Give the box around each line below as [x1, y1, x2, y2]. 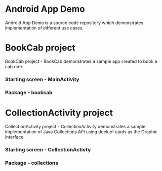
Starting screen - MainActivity [5, 76, 80, 83]
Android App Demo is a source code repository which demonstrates [5, 20, 144, 26]
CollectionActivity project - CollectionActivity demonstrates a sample [5, 123, 146, 129]
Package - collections [5, 159, 58, 166]
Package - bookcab [5, 89, 53, 96]
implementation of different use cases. [5, 25, 84, 30]
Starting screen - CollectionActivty [5, 146, 91, 153]
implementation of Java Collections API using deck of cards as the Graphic [5, 129, 158, 135]
